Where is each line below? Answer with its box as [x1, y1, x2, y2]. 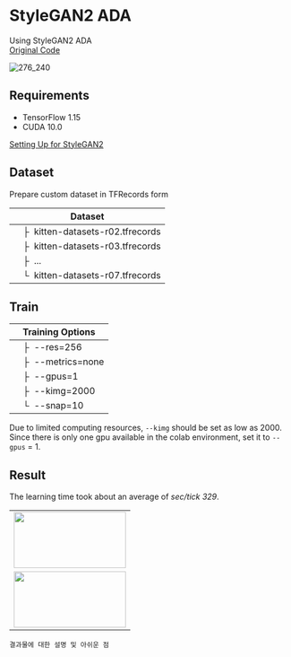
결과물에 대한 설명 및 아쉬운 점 [9, 641, 110, 650]
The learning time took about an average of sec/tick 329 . [9, 491, 219, 503]
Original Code [9, 44, 61, 55]
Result [9, 468, 47, 483]
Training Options [21, 326, 96, 338]
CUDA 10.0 [21, 121, 63, 132]
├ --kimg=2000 [22, 385, 96, 398]
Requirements [9, 88, 90, 103]
